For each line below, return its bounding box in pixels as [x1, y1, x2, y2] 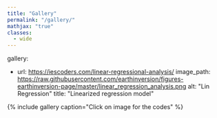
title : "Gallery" [7, 10, 57, 17]
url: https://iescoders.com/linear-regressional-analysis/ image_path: [17, 68, 211, 76]
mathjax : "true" [7, 23, 54, 29]
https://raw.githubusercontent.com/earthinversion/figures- [17, 75, 184, 83]
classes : [7, 29, 32, 36]
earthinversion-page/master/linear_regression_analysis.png [17, 82, 187, 91]
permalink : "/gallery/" [7, 16, 76, 23]
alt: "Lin [187, 82, 210, 91]
